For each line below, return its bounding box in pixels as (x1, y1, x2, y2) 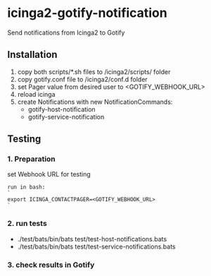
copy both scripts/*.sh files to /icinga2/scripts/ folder (17, 67, 171, 76)
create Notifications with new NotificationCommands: (17, 97, 173, 106)
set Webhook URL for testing (7, 170, 91, 179)
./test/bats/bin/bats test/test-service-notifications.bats (17, 242, 176, 251)
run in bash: (7, 184, 46, 191)
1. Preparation (7, 154, 56, 164)
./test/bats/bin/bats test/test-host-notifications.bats (17, 234, 167, 243)
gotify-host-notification (27, 104, 96, 114)
